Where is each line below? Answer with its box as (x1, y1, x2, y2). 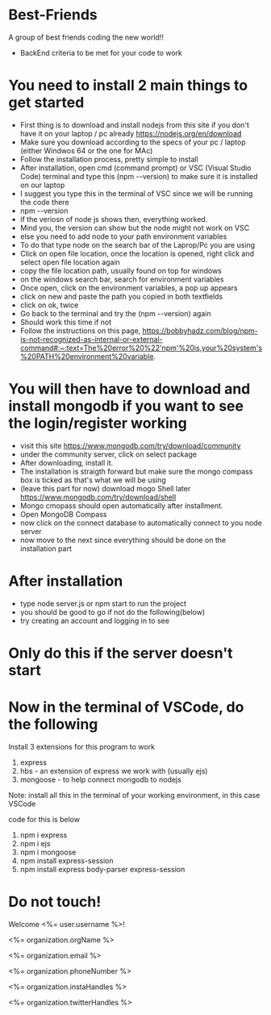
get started (8, 94, 85, 112)
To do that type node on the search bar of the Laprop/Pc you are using (19, 240, 256, 249)
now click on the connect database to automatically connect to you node (19, 518, 262, 528)
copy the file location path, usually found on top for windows (19, 265, 222, 275)
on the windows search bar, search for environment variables (19, 274, 224, 284)
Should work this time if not (19, 317, 112, 327)
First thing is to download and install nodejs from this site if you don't (19, 119, 250, 130)
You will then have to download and (8, 380, 251, 399)
